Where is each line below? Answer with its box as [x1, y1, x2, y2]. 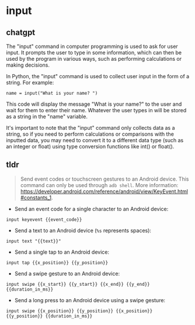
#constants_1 [20, 194, 51, 201]
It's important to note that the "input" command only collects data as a [6, 125, 175, 131]
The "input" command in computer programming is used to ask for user [6, 43, 178, 50]
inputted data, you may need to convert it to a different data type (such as [6, 137, 184, 144]
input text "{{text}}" [6, 238, 61, 244]
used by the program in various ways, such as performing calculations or [6, 56, 182, 62]
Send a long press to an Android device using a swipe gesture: [14, 296, 165, 303]
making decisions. [6, 61, 50, 68]
